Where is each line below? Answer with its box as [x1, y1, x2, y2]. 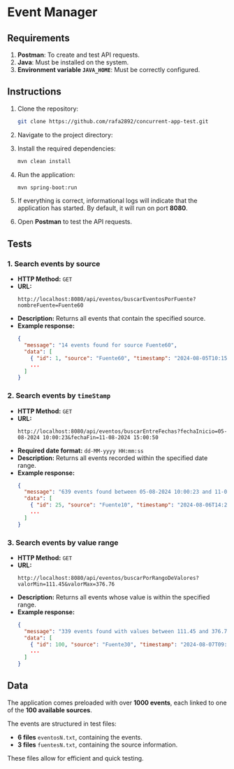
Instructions [7, 85, 61, 98]
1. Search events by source [7, 258, 101, 268]
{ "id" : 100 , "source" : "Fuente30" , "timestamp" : [30, 641, 178, 648]
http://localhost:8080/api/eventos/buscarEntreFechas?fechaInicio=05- [17, 428, 228, 435]
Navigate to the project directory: [17, 130, 113, 139]
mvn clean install [17, 158, 71, 165]
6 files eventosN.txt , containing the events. [17, 733, 143, 741]
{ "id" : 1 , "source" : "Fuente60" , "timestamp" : [30, 354, 171, 361]
